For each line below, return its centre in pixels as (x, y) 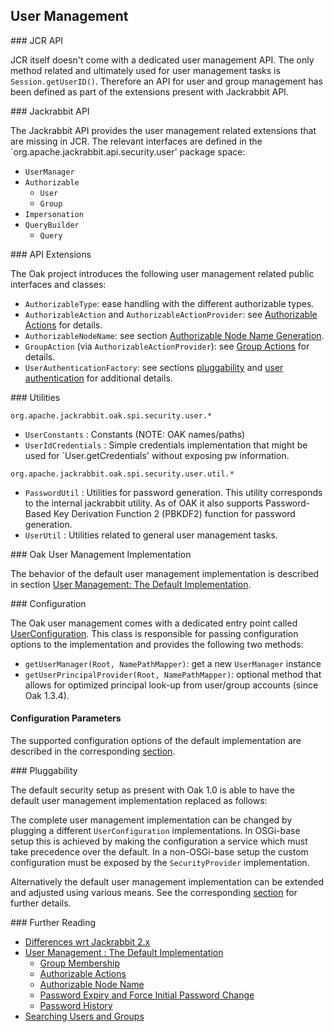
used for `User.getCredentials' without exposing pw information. (157, 455)
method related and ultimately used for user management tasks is (145, 70)
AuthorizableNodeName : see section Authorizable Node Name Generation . (174, 335)
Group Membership (79, 963)
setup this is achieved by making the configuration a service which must (159, 841)
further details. (41, 903)
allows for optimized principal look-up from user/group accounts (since (171, 685)
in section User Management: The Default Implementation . (131, 584)
